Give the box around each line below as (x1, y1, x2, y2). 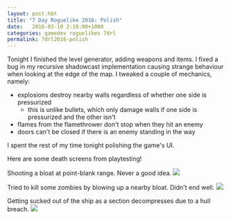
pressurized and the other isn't (27, 113, 116, 122)
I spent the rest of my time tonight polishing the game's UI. (7, 141, 175, 149)
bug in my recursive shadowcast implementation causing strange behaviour (7, 63, 224, 71)
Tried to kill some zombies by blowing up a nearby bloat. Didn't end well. (7, 184, 215, 192)
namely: (7, 77, 30, 86)
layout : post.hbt (7, 10, 58, 17)
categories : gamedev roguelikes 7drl (7, 29, 117, 37)
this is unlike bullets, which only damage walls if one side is (27, 106, 198, 114)
